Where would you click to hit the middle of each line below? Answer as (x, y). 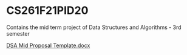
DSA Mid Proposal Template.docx (48, 45)
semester (18, 33)
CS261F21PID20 (47, 11)
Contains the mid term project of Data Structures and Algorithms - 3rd (94, 27)
